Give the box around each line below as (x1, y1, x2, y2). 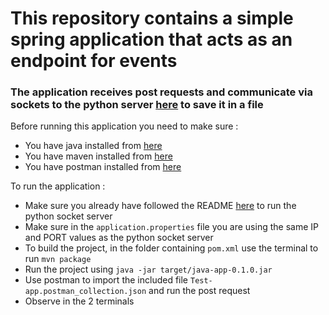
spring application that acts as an (10, 28, 293, 51)
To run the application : (10, 180, 106, 192)
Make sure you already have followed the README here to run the (24, 200, 297, 212)
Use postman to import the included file (24, 274, 189, 286)
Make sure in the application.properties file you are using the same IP (24, 221, 319, 233)
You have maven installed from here (24, 150, 173, 162)
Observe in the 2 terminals (24, 295, 135, 307)
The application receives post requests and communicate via (10, 85, 313, 99)
